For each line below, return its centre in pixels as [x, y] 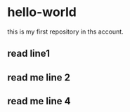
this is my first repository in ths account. [66, 31]
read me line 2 [39, 77]
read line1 [29, 54]
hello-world [42, 12]
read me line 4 [39, 101]
